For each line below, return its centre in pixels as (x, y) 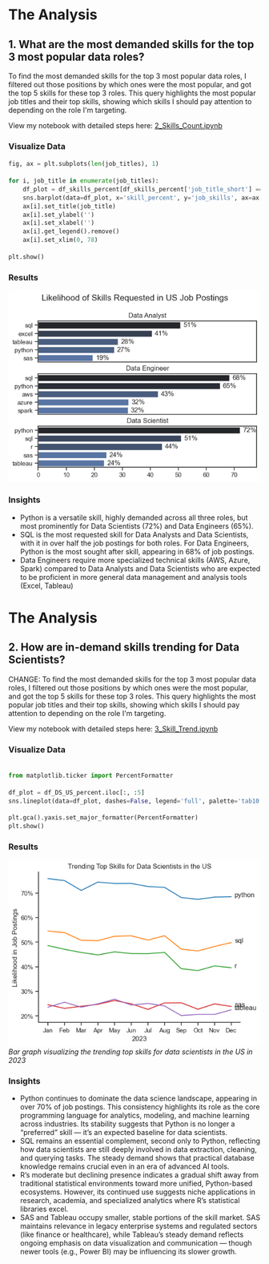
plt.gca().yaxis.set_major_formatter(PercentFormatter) (103, 818)
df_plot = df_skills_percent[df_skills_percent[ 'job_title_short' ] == (143, 189)
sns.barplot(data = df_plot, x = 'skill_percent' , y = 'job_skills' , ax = (137, 198)
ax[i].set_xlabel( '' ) (58, 223)
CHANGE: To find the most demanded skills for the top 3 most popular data (132, 679)
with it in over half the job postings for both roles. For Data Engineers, (134, 543)
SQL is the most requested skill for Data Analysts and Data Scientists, (134, 534)
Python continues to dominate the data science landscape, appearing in (139, 1098)
